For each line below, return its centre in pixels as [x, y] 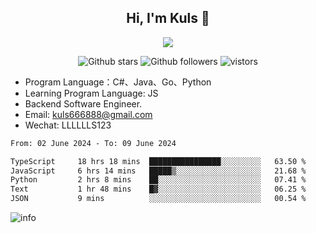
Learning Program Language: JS [91, 93]
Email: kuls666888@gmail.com [88, 114]
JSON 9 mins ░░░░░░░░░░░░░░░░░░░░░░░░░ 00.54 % [158, 199]
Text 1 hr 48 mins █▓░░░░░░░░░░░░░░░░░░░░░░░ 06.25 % [158, 189]
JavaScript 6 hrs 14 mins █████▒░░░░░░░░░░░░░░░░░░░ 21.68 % [158, 171]
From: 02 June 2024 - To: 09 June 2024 [93, 143]
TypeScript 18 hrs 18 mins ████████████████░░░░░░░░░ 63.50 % [158, 161]
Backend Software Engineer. [83, 103]
